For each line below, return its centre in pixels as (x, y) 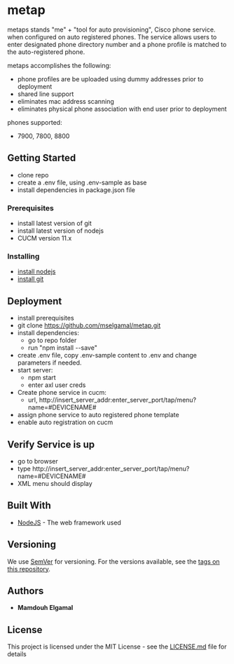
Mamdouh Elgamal (45, 608)
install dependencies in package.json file (76, 190)
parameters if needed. (49, 363)
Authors (26, 591)
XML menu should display (55, 483)
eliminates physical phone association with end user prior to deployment (122, 109)
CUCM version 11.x (44, 238)
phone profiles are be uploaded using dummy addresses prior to (110, 79)
